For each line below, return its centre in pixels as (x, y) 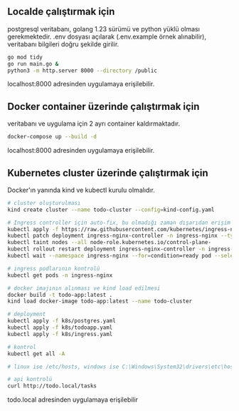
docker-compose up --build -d (52, 137)
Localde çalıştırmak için (61, 12)
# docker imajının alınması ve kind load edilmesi (84, 288)
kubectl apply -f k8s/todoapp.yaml (60, 328)
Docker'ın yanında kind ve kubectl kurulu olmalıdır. (81, 190)
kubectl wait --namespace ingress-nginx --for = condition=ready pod (110, 256)
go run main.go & (33, 64)
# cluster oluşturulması (44, 203)
